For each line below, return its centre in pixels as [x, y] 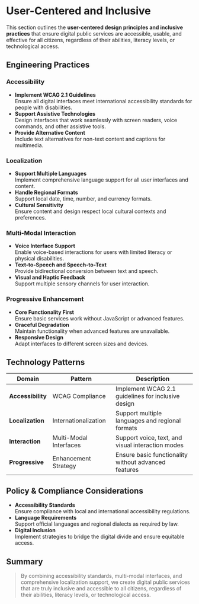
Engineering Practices [48, 65]
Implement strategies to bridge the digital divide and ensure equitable [99, 537]
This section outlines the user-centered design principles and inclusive [95, 27]
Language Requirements [46, 518]
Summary [25, 562]
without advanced [140, 462]
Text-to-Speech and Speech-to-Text [60, 265]
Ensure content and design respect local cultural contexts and [90, 211]
